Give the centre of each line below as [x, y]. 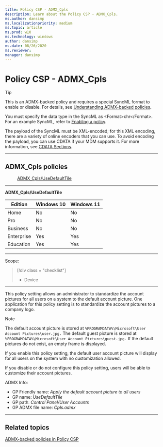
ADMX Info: [16, 383]
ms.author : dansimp [25, 19]
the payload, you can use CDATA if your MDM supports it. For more [72, 141]
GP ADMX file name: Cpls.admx [44, 408]
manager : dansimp [23, 55]
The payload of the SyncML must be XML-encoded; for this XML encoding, [80, 131]
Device [31, 280]
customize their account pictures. [39, 373]
